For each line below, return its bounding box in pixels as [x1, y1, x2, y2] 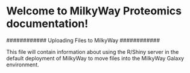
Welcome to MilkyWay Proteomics [6, 4, 182, 18]
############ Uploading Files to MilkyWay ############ [6, 36, 160, 44]
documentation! [6, 17, 89, 31]
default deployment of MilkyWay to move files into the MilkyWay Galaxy [6, 54, 185, 62]
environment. [6, 61, 39, 68]
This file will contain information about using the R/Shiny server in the [6, 48, 179, 55]
